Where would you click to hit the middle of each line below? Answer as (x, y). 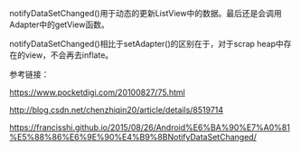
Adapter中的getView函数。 (60, 24)
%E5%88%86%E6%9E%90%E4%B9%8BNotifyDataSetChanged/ (133, 137)
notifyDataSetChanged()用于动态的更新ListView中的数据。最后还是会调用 (146, 13)
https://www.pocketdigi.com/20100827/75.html (97, 92)
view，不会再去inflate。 (69, 55)
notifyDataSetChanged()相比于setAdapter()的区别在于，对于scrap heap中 (147, 44)
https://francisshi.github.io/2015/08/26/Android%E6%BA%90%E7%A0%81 (150, 127)
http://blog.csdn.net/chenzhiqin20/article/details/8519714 (117, 110)
